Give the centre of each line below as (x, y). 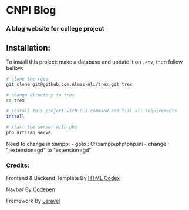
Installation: (28, 48)
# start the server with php (42, 127)
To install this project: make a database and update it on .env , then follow (95, 62)
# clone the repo (27, 79)
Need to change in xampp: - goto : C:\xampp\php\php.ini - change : (88, 144)
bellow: (15, 68)
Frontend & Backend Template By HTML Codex (63, 178)
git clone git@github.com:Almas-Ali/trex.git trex (69, 84)
